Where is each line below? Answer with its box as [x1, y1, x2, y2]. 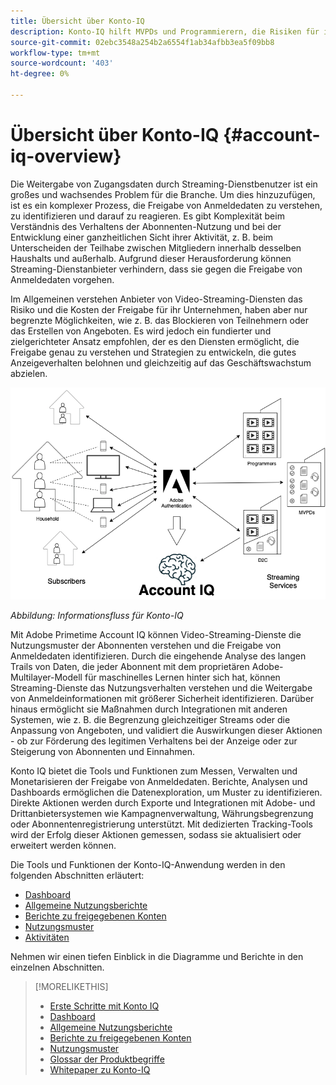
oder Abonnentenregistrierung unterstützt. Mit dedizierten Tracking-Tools [10, 818, 313, 830]
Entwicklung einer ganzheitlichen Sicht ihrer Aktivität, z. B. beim [10, 231, 274, 243]
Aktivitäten [24, 931, 70, 944]
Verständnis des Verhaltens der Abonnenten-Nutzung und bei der [10, 220, 282, 232]
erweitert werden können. [10, 840, 117, 852]
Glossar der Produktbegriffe [49, 1053, 165, 1065]
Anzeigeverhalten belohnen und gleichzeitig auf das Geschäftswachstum [10, 356, 312, 369]
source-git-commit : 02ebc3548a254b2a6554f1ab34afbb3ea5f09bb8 [10, 37, 275, 47]
